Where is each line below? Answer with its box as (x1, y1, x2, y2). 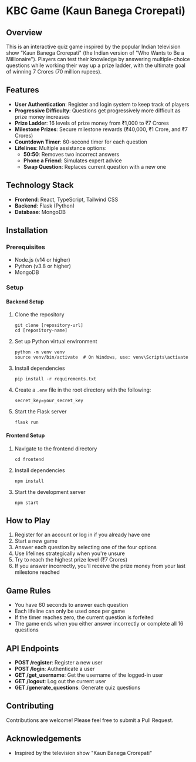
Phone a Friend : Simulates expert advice (23, 157, 122, 164)
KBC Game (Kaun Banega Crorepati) (6, 4, 186, 18)
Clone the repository (14, 311, 65, 318)
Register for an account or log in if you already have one (14, 531, 151, 539)
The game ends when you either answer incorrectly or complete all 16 (14, 620, 184, 627)
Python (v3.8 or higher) (14, 263, 72, 270)
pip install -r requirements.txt (14, 376, 97, 382)
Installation (6, 225, 48, 236)
